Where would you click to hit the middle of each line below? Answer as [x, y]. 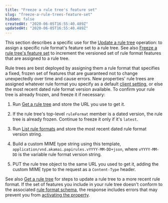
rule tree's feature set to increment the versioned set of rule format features [83, 53]
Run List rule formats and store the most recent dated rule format [79, 129]
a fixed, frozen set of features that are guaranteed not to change [71, 73]
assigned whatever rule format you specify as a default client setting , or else [84, 84]
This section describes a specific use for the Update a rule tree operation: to [84, 42]
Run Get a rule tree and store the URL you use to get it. [69, 104]
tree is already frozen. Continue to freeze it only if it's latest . [75, 119]
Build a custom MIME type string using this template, [67, 144]
